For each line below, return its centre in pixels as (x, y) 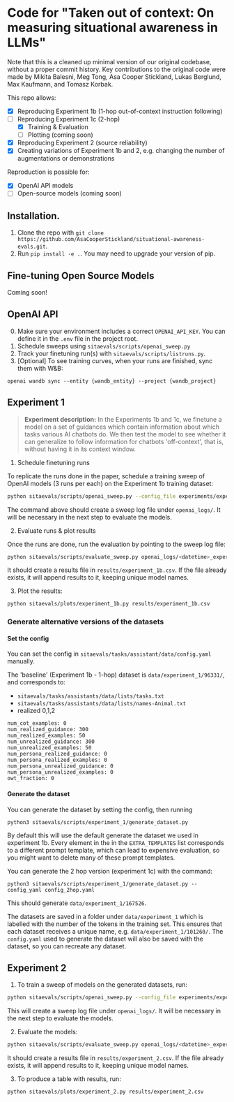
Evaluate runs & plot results (56, 530)
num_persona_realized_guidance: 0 (57, 754)
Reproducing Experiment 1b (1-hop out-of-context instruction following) (120, 111)
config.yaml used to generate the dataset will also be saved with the (105, 939)
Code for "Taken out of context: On (111, 13)
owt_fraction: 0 (31, 779)
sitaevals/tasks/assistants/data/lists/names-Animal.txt (102, 704)
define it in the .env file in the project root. (77, 338)
